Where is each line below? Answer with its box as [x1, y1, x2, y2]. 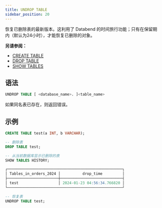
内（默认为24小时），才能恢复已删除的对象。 [5, 32, 95, 38]
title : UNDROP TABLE [5, 7, 48, 12]
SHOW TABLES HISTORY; [5, 158, 50, 163]
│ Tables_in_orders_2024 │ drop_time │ [5, 171, 125, 176]
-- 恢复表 [5, 194, 23, 199]
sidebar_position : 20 [5, 12, 50, 17]
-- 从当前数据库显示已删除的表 [5, 153, 60, 158]
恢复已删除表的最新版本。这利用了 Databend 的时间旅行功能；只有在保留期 [5, 26, 157, 32]
